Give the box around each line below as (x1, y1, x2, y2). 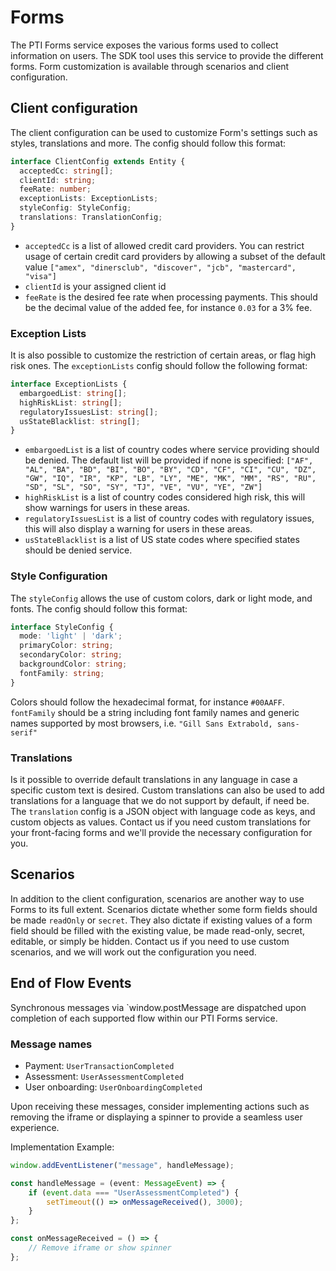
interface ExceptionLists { (10, 379, 128, 390)
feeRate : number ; (19, 184, 92, 195)
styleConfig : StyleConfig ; (19, 203, 132, 213)
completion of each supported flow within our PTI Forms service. (10, 1012, 278, 1024)
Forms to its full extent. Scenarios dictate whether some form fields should (10, 903, 318, 915)
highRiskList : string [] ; (19, 397, 123, 408)
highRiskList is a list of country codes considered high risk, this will (24, 491, 306, 503)
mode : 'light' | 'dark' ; (19, 631, 123, 641)
